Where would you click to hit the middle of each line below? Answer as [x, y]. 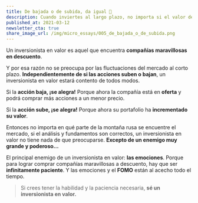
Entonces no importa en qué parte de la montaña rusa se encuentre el [91, 127]
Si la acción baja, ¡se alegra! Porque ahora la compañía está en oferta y [94, 92]
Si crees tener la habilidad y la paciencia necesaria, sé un [90, 188]
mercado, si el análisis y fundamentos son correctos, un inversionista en [94, 134]
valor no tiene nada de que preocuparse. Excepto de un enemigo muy [92, 140]
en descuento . [24, 57]
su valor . [17, 116]
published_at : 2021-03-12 [38, 22]
